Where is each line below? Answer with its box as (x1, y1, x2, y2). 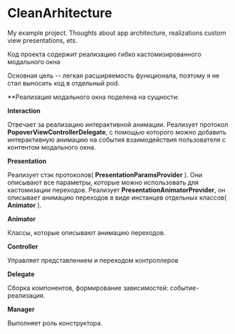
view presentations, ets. (7, 36, 78, 44)
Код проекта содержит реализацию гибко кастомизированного (7, 50, 202, 58)
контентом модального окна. (7, 142, 96, 151)
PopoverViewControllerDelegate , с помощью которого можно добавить (7, 127, 226, 136)
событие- (169, 283, 199, 292)
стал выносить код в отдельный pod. (7, 78, 120, 87)
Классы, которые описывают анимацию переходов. (7, 228, 166, 236)
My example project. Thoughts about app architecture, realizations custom (7, 28, 226, 37)
